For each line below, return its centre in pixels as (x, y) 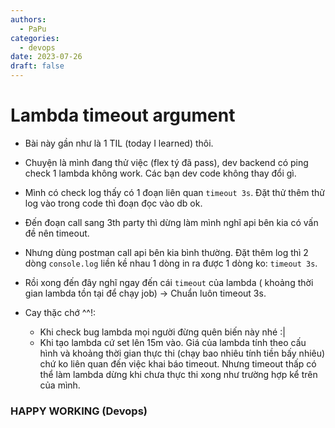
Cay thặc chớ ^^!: (60, 312)
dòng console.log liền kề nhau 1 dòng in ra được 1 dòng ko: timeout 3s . (171, 263)
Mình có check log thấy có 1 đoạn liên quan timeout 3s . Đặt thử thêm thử (175, 192)
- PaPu (33, 29)
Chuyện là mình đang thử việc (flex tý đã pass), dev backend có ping (166, 162)
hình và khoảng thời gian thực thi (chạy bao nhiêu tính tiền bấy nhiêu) (182, 353)
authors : (28, 19)
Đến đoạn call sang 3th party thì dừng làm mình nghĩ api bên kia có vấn (171, 222)
